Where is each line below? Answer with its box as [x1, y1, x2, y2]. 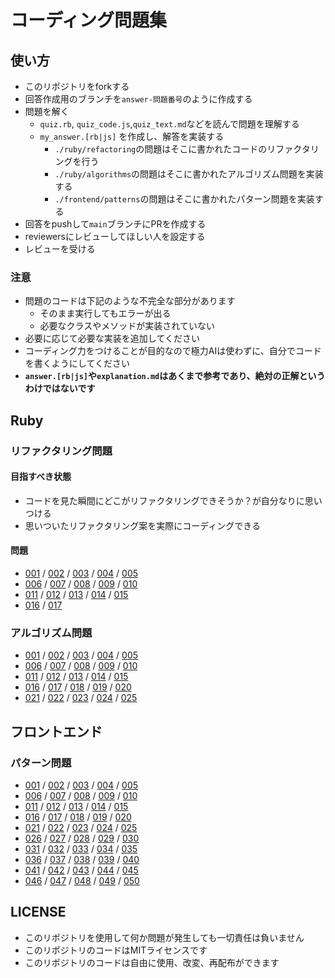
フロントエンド [10, 723, 103, 740]
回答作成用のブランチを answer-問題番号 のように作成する [24, 93, 253, 105]
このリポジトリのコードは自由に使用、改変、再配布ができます [24, 956, 280, 968]
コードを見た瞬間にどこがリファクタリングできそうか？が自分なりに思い [24, 494, 323, 506]
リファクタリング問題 [10, 444, 113, 458]
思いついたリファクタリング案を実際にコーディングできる [24, 519, 261, 531]
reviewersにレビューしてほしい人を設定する [24, 231, 206, 242]
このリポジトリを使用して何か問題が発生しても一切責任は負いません [24, 931, 305, 943]
